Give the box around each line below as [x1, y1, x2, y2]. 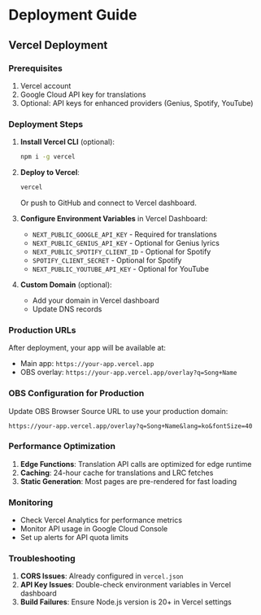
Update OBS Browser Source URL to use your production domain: [8, 406, 228, 416]
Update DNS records [32, 303, 102, 314]
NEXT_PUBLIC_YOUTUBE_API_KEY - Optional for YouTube [32, 264, 210, 273]
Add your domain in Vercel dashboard [32, 295, 160, 305]
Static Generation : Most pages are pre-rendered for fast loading [20, 476, 237, 486]
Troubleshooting [8, 553, 76, 565]
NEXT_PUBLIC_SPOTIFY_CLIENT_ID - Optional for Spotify [32, 246, 211, 256]
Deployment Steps [8, 118, 84, 129]
